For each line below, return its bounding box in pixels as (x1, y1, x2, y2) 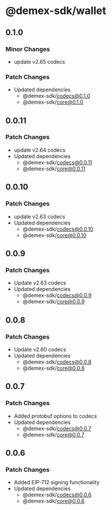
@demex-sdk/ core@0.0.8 (22, 364, 85, 371)
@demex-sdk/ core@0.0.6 (22, 498, 85, 505)
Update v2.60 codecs (13, 345, 66, 352)
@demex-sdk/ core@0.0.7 (22, 431, 85, 438)
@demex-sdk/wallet (5, 4, 106, 18)
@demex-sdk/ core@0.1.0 (22, 98, 84, 106)
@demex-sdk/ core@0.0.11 (22, 165, 86, 172)
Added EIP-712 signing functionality (13, 479, 100, 486)
